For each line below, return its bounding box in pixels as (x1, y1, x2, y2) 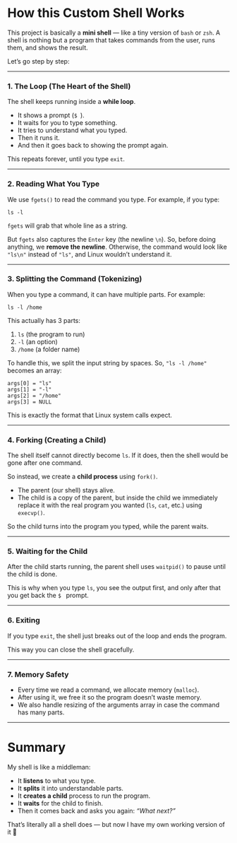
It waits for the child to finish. (17, 798, 104, 807)
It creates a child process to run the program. (17, 791, 151, 800)
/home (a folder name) (17, 345, 80, 353)
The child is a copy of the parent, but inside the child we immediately (17, 493, 219, 502)
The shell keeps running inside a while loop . (7, 98, 136, 106)
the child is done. (7, 570, 58, 579)
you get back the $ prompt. (7, 591, 90, 600)
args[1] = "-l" (7, 386, 52, 393)
